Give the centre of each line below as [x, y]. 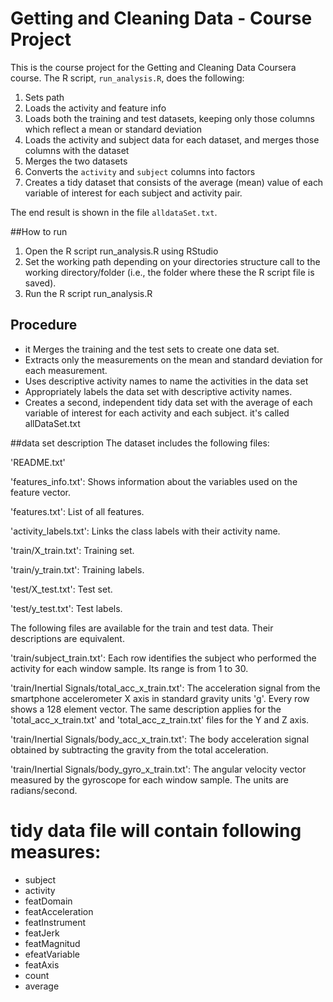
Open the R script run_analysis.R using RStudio [121, 251]
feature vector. [40, 492]
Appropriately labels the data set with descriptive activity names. [158, 391]
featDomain [48, 901]
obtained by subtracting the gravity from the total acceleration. [139, 749]
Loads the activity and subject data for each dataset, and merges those [172, 139]
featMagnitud [52, 943]
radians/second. [44, 790]
